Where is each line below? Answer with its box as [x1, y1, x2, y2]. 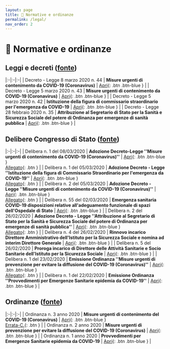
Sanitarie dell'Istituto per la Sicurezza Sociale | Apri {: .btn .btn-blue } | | [5, 251, 157, 257]
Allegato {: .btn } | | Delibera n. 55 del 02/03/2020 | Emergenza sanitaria [5, 197, 157, 203]
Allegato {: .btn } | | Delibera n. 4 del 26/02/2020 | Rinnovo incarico [5, 229, 146, 235]
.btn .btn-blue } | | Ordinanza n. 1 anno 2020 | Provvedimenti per [5, 333, 141, 339]
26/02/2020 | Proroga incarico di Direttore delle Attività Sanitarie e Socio [5, 246, 161, 252]
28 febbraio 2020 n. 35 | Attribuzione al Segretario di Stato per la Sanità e [5, 110, 162, 116]
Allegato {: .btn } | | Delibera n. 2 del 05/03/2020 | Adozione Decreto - [5, 181, 151, 187]
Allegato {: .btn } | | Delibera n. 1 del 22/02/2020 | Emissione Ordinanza [5, 272, 154, 278]
